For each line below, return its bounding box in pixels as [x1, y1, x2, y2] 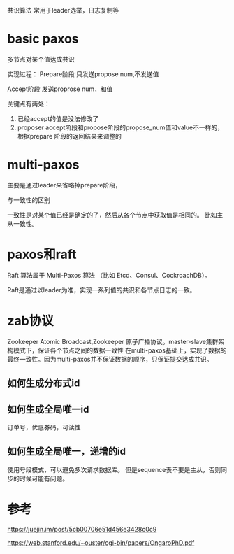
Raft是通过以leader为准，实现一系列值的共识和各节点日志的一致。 [7, 285, 196, 294]
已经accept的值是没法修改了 [17, 114, 99, 122]
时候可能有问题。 [19, 474, 68, 483]
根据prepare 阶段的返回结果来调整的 [17, 132, 122, 140]
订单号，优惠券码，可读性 [7, 422, 81, 432]
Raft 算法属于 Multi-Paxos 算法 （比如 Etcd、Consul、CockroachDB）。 [7, 271, 212, 279]
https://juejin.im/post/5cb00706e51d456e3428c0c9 [7, 525, 157, 533]
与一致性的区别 [7, 195, 50, 204]
